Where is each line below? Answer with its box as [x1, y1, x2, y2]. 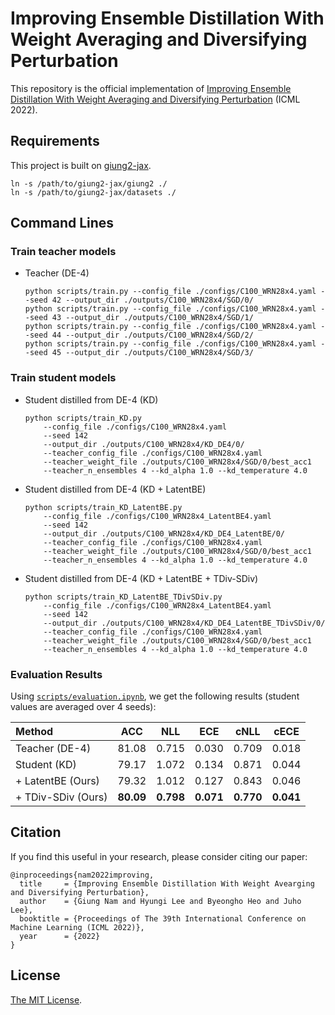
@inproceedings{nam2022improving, [10, 870, 155, 880]
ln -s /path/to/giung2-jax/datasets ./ [10, 187, 177, 197]
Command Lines [10, 215, 115, 232]
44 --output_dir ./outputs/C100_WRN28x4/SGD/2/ [51, 330, 254, 341]
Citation [10, 824, 62, 841]
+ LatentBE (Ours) [15, 774, 100, 788]
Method [15, 725, 54, 739]
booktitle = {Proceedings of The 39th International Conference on [19, 913, 307, 924]
